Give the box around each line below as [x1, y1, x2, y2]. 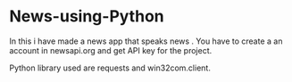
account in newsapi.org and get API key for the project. [9, 45, 213, 55]
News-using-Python [9, 6, 164, 27]
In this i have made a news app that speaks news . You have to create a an [9, 36, 283, 46]
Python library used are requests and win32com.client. [9, 62, 212, 73]
